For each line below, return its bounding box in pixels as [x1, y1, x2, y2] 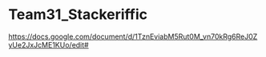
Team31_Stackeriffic [8, 6, 148, 24]
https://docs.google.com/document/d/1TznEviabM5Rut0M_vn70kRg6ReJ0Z [8, 32, 258, 41]
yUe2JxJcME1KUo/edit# [8, 40, 90, 49]
